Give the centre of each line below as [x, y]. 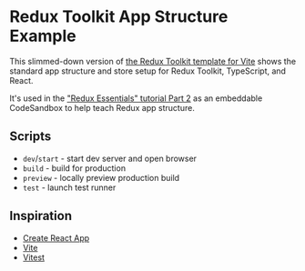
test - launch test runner [69, 187]
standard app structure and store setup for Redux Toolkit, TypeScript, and [148, 71]
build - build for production [74, 168]
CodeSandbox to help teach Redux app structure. [102, 107]
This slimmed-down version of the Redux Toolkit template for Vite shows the [153, 61]
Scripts [30, 137]
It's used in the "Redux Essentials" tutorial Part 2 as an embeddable [136, 98]
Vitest [34, 257]
